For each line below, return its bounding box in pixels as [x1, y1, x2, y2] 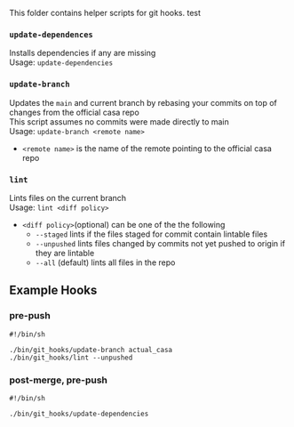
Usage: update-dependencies [9, 57, 114, 68]
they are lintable [35, 247, 95, 258]
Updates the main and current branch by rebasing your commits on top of [9, 97, 278, 108]
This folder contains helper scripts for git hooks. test [9, 8, 202, 18]
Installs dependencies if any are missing [9, 48, 156, 59]
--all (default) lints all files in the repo [35, 257, 176, 268]
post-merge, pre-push [9, 374, 108, 386]
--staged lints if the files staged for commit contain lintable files [35, 229, 268, 239]
